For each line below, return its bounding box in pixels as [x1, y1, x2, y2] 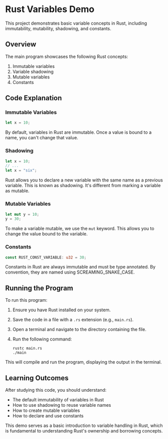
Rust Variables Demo [5, 4, 95, 15]
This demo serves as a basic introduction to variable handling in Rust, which [5, 422, 163, 428]
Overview [5, 40, 37, 49]
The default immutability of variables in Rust [12, 397, 104, 403]
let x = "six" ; [5, 168, 37, 173]
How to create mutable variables [12, 407, 80, 413]
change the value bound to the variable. [5, 231, 88, 237]
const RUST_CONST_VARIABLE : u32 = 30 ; [5, 255, 87, 260]
